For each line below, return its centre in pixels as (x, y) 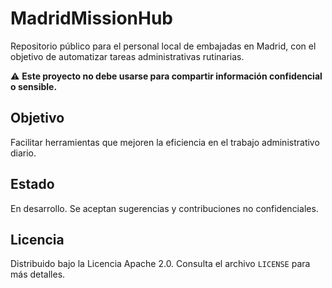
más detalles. (38, 274)
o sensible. (34, 86)
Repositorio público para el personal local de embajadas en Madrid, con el (163, 46)
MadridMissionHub (91, 18)
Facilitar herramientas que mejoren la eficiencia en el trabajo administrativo (165, 142)
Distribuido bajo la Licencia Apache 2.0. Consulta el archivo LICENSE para (160, 264)
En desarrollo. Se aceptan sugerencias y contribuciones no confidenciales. (164, 208)
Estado (32, 184)
